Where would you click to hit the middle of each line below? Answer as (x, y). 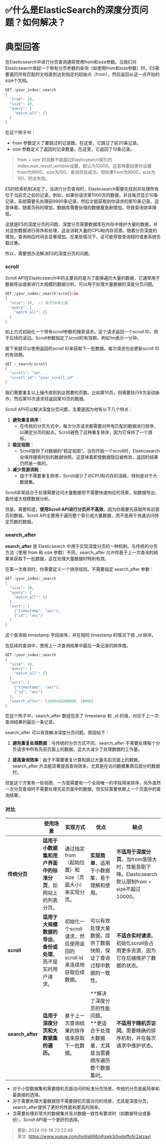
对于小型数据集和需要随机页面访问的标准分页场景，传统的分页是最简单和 (86, 1088)
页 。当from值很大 (137, 859)
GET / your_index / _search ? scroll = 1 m (42, 294)
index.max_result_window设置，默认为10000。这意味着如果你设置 (84, 166)
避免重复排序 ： (27, 420)
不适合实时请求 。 (136, 935)
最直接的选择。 (27, 1095)
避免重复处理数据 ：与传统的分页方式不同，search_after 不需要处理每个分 (86, 743)
